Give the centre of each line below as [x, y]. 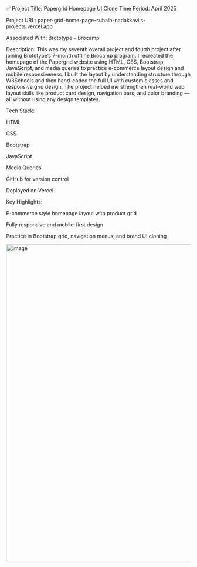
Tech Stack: [21, 111]
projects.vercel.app [29, 26]
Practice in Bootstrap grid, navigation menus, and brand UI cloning [86, 236]
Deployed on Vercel [30, 190]
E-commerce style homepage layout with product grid [71, 213]
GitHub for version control [38, 179]
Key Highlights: [24, 202]
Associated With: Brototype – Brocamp [53, 38]
